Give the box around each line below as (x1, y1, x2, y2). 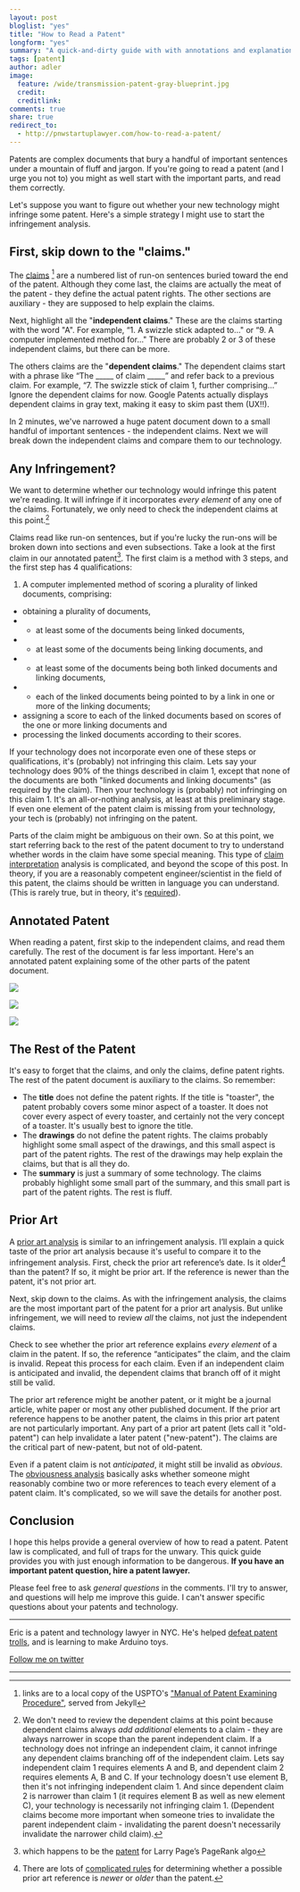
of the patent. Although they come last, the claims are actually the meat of (9, 279, 282, 290)
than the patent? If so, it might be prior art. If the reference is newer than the (9, 1266, 290, 1277)
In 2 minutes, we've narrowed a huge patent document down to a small (9, 416, 271, 427)
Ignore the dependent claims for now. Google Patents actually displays (9, 389, 270, 400)
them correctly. (9, 182, 65, 193)
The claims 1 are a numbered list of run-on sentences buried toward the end (9, 268, 288, 280)
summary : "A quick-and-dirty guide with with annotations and (9, 46, 246, 55)
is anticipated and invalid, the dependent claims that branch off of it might (9, 1367, 281, 1378)
